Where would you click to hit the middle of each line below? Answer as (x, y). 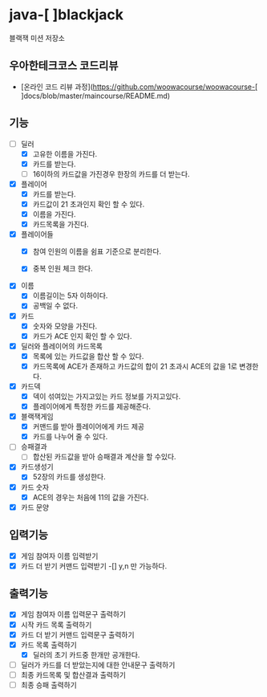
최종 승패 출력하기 (49, 685)
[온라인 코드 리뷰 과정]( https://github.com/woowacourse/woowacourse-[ (139, 87)
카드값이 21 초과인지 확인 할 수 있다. (89, 204)
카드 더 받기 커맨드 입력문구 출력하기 (77, 634)
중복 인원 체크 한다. (63, 269)
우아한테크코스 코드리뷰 (64, 66)
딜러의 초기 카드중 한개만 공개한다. (86, 654)
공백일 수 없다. (55, 306)
